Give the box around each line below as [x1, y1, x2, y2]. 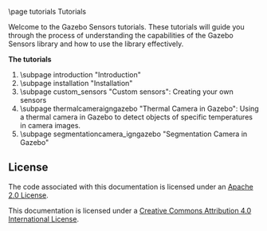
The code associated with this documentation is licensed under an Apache [8, 182, 253, 191]
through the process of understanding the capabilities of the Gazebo [8, 31, 234, 40]
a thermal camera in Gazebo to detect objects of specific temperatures [19, 112, 253, 122]
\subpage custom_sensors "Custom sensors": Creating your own [19, 87, 234, 96]
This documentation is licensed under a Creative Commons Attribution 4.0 [8, 206, 252, 215]
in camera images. [19, 121, 81, 130]
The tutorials [8, 55, 52, 64]
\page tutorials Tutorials [8, 7, 86, 16]
